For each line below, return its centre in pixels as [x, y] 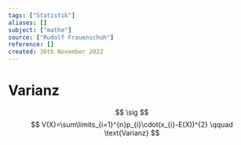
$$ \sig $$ [132, 112]
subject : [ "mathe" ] [40, 30]
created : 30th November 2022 [56, 52]
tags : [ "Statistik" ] [42, 15]
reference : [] [31, 45]
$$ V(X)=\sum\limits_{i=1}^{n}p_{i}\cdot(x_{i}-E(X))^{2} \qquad [132, 124]
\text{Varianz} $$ [132, 132]
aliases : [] [27, 23]
